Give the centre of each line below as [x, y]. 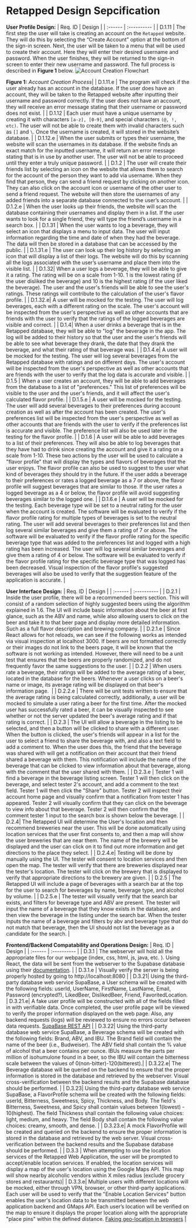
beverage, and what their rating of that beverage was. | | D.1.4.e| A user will [97, 349]
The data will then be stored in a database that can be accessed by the [92, 244]
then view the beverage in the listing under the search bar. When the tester [96, 915]
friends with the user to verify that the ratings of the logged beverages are [96, 318]
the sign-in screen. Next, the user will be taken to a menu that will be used [96, 46]
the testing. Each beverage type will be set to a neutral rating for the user [94, 505]
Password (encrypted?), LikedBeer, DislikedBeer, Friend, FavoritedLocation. [97, 995]
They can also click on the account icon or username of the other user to [94, 187]
